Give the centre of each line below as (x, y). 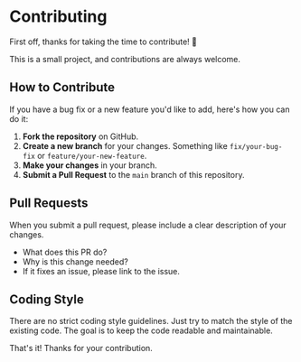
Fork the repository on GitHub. (80, 136)
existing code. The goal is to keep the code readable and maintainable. (141, 330)
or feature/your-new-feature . (92, 155)
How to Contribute (62, 88)
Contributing (58, 17)
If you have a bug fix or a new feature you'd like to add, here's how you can (150, 109)
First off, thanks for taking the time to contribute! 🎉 (103, 42)
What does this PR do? (65, 252)
